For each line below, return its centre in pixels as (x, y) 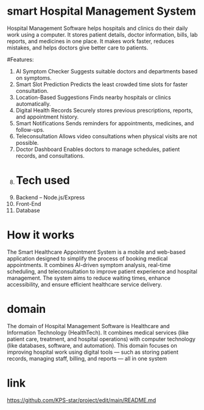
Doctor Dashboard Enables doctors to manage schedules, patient (98, 149)
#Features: (20, 59)
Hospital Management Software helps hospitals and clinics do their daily (97, 28)
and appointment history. (47, 117)
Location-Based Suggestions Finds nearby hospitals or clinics (93, 97)
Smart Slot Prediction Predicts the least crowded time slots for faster (102, 84)
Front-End (28, 203)
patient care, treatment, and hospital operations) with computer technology (101, 339)
